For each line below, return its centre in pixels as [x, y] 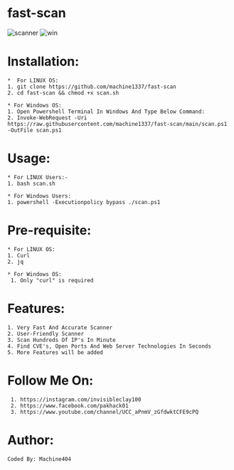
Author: [31, 440]
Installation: [43, 62]
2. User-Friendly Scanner [46, 333]
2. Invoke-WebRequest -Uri [47, 118]
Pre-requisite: [49, 230]
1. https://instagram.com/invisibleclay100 [76, 400]
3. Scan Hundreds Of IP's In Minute [62, 340]
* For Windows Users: [39, 196]
